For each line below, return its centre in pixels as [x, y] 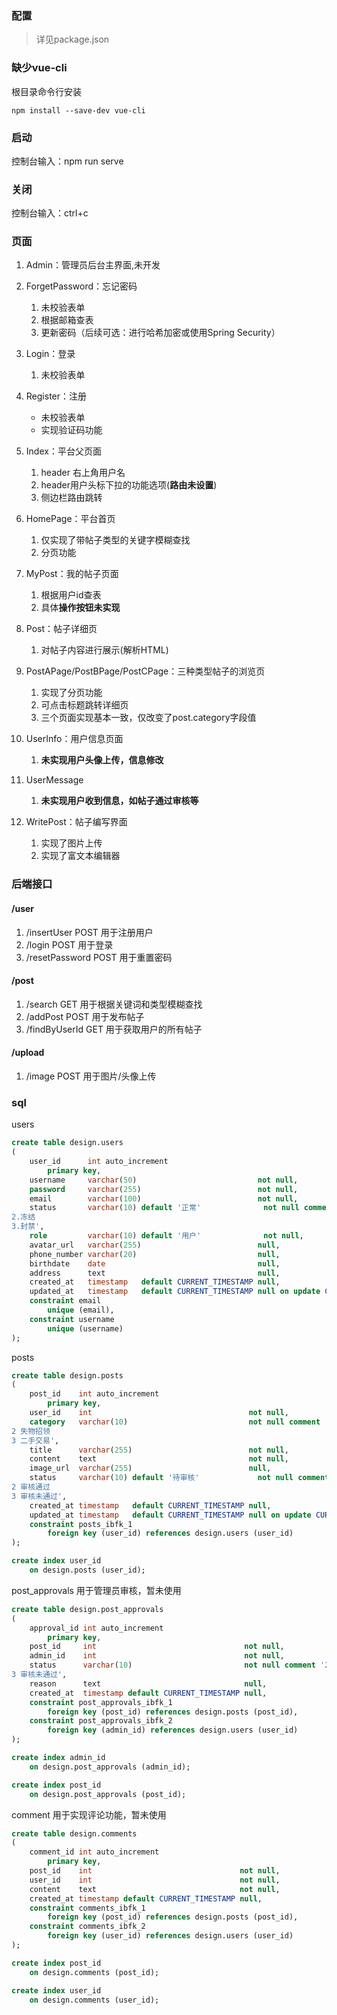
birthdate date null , [155, 1263]
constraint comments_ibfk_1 [87, 1908]
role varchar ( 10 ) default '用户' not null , [166, 1236]
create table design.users [67, 1143]
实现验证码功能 [71, 430]
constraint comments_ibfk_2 [87, 1927]
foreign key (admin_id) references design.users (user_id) [173, 1730]
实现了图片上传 [71, 843]
